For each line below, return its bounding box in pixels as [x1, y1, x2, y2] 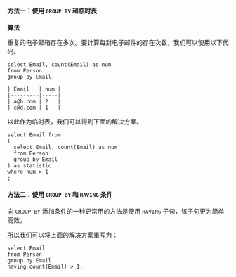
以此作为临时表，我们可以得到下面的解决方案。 [7, 117, 143, 126]
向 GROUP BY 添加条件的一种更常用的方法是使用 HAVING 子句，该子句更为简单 [7, 207, 225, 216]
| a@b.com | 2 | [7, 98, 61, 105]
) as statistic [7, 162, 52, 169]
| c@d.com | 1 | [7, 104, 61, 112]
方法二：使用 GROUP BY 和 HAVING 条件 [7, 190, 113, 198]
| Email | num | [7, 86, 61, 93]
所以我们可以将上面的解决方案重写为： [7, 231, 118, 239]
